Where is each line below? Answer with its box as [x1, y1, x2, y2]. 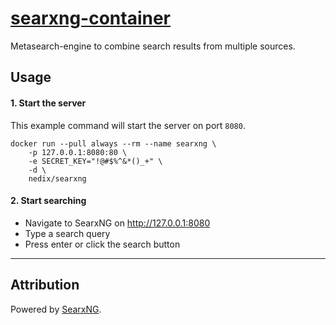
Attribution [10, 277, 80, 294]
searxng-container [10, 7, 172, 30]
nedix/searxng [28, 173, 87, 184]
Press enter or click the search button [24, 238, 181, 250]
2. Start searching [10, 195, 87, 207]
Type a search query [24, 227, 111, 239]
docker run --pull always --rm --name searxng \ [10, 138, 217, 149]
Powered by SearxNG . [10, 303, 102, 315]
